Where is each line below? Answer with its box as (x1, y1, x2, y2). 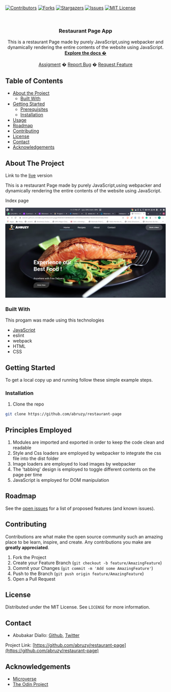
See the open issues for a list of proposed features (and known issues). (5, 505, 155, 511)
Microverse (12, 676, 37, 682)
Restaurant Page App (59, 27, 112, 34)
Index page (5, 197, 29, 204)
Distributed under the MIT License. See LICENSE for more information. (5, 604, 150, 610)
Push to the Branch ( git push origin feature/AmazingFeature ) (12, 570, 144, 576)
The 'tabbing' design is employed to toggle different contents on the (12, 466, 156, 473)
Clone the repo (12, 401, 44, 407)
